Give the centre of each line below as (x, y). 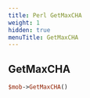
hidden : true (29, 30)
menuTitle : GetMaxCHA (43, 37)
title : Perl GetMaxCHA (45, 15)
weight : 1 (24, 23)
